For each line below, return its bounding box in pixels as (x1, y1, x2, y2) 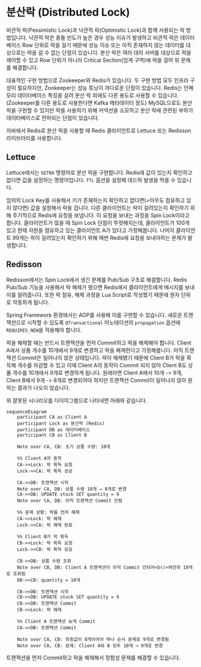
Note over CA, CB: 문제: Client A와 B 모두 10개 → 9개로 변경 (17, 642, 163, 648)
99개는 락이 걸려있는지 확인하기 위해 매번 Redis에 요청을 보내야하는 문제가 (12, 234, 187, 241)
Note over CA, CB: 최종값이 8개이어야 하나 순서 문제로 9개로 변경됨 (17, 636, 169, 642)
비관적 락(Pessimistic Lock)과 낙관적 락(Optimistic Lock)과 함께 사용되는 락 (6, 26, 185, 34)
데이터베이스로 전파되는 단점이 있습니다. (6, 114, 100, 121)
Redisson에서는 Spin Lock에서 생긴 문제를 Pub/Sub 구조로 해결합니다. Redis (6, 276, 187, 283)
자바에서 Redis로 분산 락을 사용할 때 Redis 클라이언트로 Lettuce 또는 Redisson (6, 127, 191, 134)
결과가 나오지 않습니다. (17, 384, 71, 391)
